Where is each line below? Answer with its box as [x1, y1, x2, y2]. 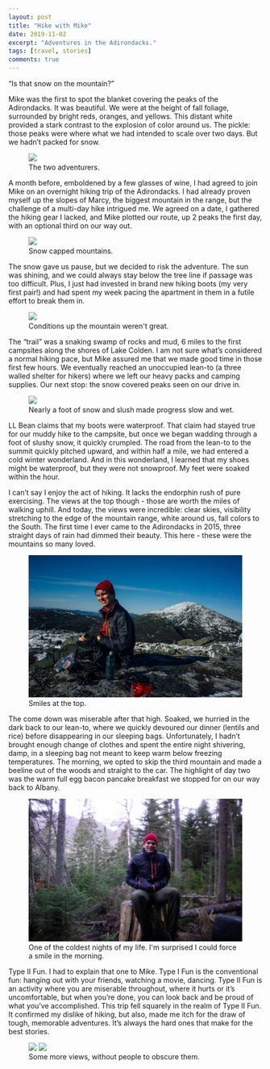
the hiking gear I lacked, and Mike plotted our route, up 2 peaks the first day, [8, 212, 263, 222]
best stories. [8, 1026, 50, 1036]
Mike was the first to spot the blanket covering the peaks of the [8, 94, 219, 104]
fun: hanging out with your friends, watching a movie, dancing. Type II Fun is [8, 975, 263, 984]
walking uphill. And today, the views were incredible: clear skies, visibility [8, 505, 251, 514]
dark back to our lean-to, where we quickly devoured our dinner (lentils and [8, 723, 260, 733]
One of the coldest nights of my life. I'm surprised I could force [28, 942, 237, 952]
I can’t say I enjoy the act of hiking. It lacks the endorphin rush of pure [8, 488, 241, 497]
